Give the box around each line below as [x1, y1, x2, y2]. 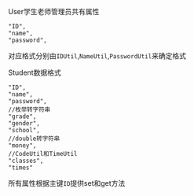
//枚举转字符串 [8, 105, 51, 113]
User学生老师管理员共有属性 [8, 7, 100, 16]
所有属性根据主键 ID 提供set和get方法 [8, 179, 126, 187]
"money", [8, 142, 37, 150]
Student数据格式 [8, 68, 61, 77]
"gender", [8, 120, 41, 128]
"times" [8, 164, 34, 172]
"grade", [8, 113, 37, 120]
